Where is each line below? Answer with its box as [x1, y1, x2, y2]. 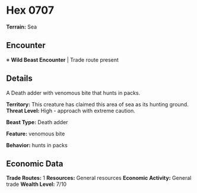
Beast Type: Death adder [6, 118, 68, 125]
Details [6, 74, 33, 84]
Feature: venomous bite [6, 130, 65, 137]
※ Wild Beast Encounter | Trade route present [6, 56, 119, 63]
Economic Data [6, 159, 63, 169]
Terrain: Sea [6, 23, 37, 30]
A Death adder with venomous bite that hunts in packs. [6, 89, 141, 96]
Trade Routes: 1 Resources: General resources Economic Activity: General [6, 175, 192, 182]
